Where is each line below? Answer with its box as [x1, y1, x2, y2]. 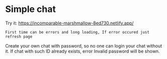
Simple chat [5, 3, 56, 15]
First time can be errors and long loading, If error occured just [5, 29, 150, 34]
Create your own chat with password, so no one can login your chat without [5, 42, 162, 48]
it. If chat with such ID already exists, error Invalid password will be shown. [5, 48, 160, 54]
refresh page [5, 34, 33, 39]
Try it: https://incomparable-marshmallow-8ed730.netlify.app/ [5, 20, 134, 26]
